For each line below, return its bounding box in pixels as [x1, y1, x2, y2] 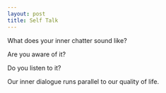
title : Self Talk [7, 17, 59, 24]
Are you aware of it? [7, 50, 66, 58]
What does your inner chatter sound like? [7, 36, 127, 44]
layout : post [7, 10, 46, 18]
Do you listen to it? [7, 63, 61, 72]
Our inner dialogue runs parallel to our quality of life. [7, 77, 160, 85]
